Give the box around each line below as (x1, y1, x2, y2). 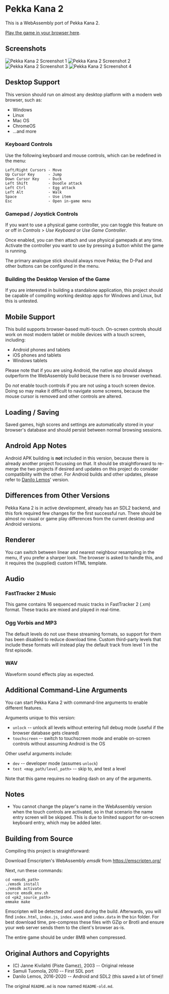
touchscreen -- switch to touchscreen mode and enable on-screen (12, 735, 150, 741)
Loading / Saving (5, 408, 60, 416)
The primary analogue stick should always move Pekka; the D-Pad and (5, 258, 152, 264)
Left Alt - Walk (5, 190, 62, 195)
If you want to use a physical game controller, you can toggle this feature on (5, 222, 163, 228)
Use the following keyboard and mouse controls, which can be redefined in (5, 152, 161, 158)
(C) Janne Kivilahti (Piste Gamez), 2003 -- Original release (12, 963, 134, 969)
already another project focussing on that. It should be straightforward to (5, 460, 157, 467)
